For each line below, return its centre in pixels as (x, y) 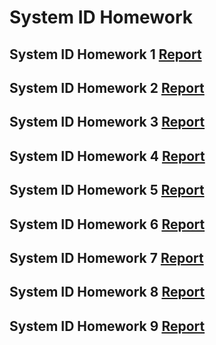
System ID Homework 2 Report (107, 87)
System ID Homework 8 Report (107, 292)
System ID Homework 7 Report (106, 257)
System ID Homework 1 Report (105, 54)
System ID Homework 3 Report (107, 122)
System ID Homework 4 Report (107, 156)
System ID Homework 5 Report (107, 190)
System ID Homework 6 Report (107, 224)
